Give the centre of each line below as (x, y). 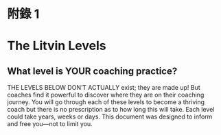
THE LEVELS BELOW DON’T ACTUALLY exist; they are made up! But (104, 88)
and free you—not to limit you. (50, 124)
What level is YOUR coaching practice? (92, 71)
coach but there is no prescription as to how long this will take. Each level (111, 110)
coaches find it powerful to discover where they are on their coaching (106, 95)
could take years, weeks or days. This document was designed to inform (110, 116)
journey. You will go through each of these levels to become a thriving (106, 102)
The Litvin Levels (57, 46)
